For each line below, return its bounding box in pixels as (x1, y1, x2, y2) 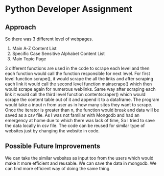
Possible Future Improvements (5, 142, 100, 151)
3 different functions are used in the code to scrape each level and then (5, 65, 150, 71)
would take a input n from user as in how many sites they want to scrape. (5, 102, 153, 107)
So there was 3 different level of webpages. (5, 36, 93, 42)
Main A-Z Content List (12, 46, 57, 51)
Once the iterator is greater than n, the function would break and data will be (5, 107, 159, 113)
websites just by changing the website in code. (5, 128, 100, 133)
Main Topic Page (12, 56, 47, 62)
